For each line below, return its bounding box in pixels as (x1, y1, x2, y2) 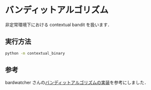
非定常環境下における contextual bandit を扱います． (5, 22, 112, 28)
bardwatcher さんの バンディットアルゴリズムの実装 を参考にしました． (5, 80, 149, 86)
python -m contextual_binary (5, 51, 65, 56)
